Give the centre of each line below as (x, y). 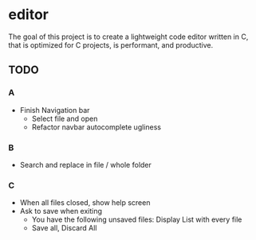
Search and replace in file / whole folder (85, 165)
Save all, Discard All (64, 228)
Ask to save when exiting (61, 211)
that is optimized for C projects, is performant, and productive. (111, 45)
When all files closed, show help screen (85, 203)
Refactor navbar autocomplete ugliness (96, 127)
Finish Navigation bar (55, 110)
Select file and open (65, 118)
